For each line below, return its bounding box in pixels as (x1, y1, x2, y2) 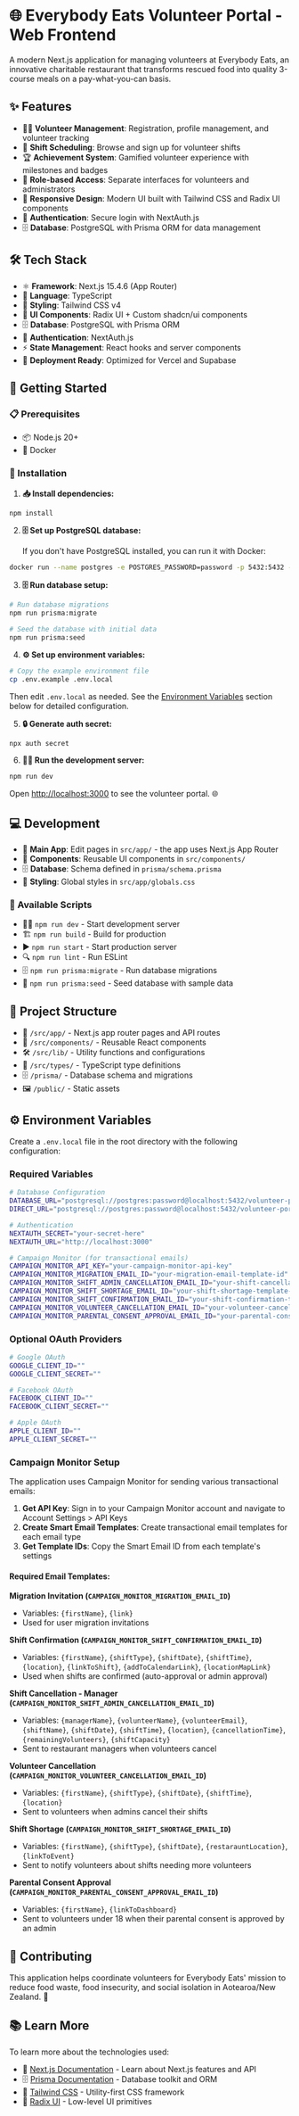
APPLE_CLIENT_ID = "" (9, 1426, 82, 1435)
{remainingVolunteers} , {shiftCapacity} (21, 1734, 171, 1745)
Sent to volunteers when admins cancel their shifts (21, 1806, 208, 1817)
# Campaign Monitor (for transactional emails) (9, 1253, 190, 1262)
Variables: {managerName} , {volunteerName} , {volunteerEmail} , (21, 1715, 247, 1726)
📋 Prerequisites (9, 408, 80, 420)
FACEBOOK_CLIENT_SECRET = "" (9, 1402, 109, 1411)
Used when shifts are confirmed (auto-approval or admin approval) (21, 1671, 269, 1682)
